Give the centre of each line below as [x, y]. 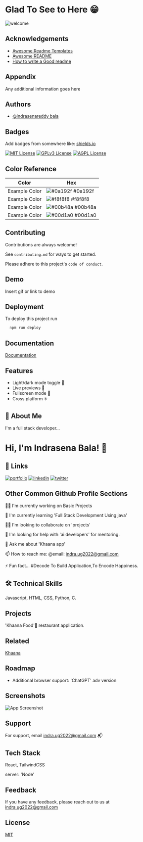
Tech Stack [23, 753]
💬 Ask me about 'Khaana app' [35, 544]
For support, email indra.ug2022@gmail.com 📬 [54, 736]
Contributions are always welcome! [41, 244]
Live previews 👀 [28, 388]
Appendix [21, 77]
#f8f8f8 [80, 199]
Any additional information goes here [43, 89]
